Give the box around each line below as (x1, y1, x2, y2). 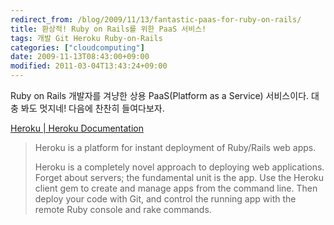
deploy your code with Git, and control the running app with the (34, 193, 297, 205)
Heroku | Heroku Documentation (10, 122, 145, 134)
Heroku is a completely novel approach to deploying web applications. (34, 161, 325, 173)
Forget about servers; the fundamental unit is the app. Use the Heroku (34, 172, 325, 183)
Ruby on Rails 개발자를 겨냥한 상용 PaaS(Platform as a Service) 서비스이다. (10, 90, 310, 101)
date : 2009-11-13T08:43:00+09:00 (10, 52, 150, 62)
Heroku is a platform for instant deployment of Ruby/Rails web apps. (34, 142, 317, 153)
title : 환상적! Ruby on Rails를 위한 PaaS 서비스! (10, 24, 207, 34)
